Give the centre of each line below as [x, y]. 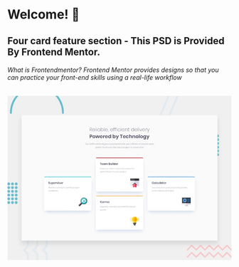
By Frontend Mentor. [54, 52]
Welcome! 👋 [44, 15]
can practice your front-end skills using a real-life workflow [95, 78]
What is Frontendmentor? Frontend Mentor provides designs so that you [113, 70]
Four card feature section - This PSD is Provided [116, 41]
